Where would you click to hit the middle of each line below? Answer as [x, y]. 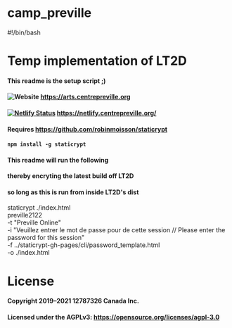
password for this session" [46, 238]
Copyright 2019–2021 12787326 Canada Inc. [73, 301]
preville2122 [25, 215]
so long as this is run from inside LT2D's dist [73, 192]
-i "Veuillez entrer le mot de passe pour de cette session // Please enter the [116, 230]
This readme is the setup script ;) [57, 81]
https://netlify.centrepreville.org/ [107, 113]
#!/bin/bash [24, 32]
